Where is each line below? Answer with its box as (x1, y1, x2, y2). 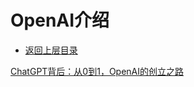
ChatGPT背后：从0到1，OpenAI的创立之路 (10, 65, 185, 77)
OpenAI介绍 (10, 9, 110, 32)
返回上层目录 (24, 44, 78, 56)
